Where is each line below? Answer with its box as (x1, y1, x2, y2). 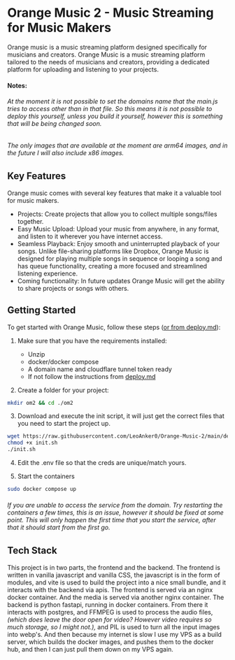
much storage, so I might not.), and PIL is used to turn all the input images (7, 622, 220, 631)
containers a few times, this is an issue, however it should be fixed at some (7, 508, 224, 517)
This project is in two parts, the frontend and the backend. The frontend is (7, 563, 220, 571)
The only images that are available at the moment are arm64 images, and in (7, 141, 228, 150)
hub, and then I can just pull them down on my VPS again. (7, 645, 173, 653)
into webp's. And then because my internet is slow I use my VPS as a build (7, 630, 222, 638)
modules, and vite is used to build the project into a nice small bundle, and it (7, 578, 226, 587)
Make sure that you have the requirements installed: (17, 336, 167, 345)
